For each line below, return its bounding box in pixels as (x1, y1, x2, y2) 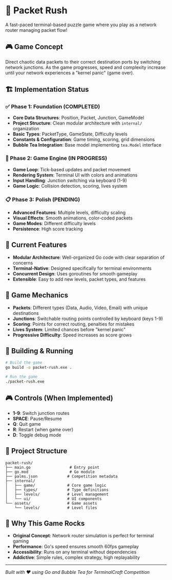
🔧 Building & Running (5, 347, 73, 355)
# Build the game (5, 360, 42, 366)
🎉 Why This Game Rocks (5, 519, 85, 528)
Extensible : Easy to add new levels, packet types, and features (12, 276, 146, 282)
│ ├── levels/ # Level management (5, 492, 109, 497)
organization (12, 126, 39, 132)
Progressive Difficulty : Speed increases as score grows (12, 332, 132, 338)
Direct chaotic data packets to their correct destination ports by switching (5, 58, 161, 65)
